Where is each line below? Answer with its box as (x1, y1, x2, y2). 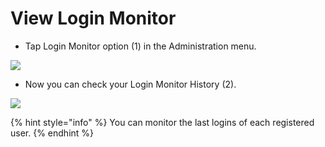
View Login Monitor (10, 7, 177, 30)
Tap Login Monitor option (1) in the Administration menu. (24, 40, 257, 52)
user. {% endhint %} (10, 127, 95, 139)
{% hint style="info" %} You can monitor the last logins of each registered (10, 116, 315, 128)
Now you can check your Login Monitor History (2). (24, 78, 237, 90)
